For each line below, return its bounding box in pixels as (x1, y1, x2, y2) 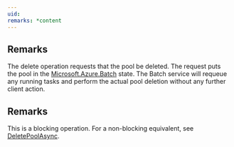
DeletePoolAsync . (7, 132, 60, 141)
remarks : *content (7, 17, 62, 24)
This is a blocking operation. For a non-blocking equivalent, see (7, 124, 194, 133)
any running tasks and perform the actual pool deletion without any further (7, 77, 226, 86)
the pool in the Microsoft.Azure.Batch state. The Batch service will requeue (7, 70, 228, 78)
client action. (7, 85, 46, 93)
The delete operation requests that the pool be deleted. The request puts (7, 62, 221, 71)
